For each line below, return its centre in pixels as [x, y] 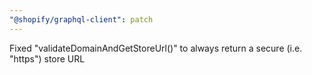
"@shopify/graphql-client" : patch [81, 19]
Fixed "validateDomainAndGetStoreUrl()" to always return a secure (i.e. [156, 48]
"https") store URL [47, 58]
